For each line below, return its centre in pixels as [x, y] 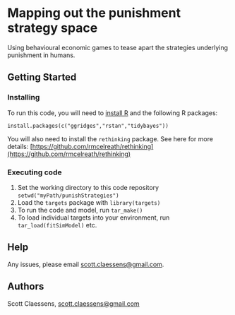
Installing [24, 97]
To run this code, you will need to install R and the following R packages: [113, 113]
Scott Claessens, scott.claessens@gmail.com [73, 303]
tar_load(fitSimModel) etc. [57, 225]
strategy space [53, 28]
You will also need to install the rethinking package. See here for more [110, 138]
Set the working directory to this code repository [88, 187]
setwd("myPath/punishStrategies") [68, 196]
